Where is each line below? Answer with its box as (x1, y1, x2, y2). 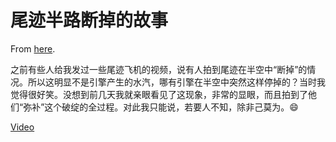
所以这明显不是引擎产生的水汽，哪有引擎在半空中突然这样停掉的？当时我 (27, 76, 326, 88)
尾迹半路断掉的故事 (10, 9, 169, 32)
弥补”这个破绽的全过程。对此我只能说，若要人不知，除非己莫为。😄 (23, 101, 299, 113)
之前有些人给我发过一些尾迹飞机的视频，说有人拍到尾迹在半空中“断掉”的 (10, 63, 308, 75)
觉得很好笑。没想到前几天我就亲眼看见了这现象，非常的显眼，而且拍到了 (10, 88, 308, 100)
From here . (10, 42, 56, 55)
